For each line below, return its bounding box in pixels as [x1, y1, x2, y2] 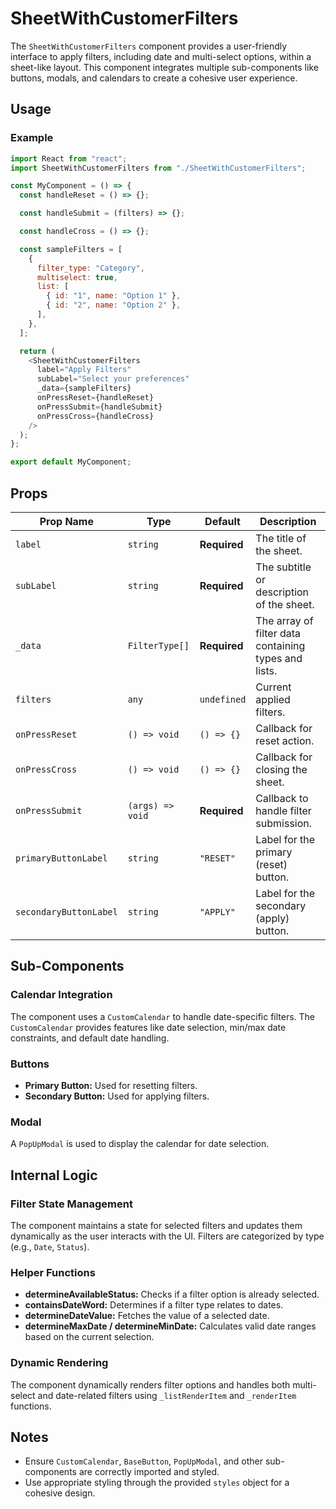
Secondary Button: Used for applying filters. [24, 1090, 210, 1102]
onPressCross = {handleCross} [36, 411, 155, 421]
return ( [19, 346, 56, 356]
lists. [255, 663, 278, 677]
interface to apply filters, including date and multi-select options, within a [10, 50, 312, 62]
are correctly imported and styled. [78, 1466, 220, 1478]
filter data [255, 626, 302, 640]
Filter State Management [10, 1197, 133, 1211]
